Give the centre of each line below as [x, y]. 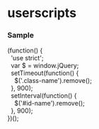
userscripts [42, 13]
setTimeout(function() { [45, 73]
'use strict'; [27, 58]
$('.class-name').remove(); [53, 81]
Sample [21, 35]
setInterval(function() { [43, 96]
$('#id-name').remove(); [49, 103]
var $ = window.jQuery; [45, 66]
